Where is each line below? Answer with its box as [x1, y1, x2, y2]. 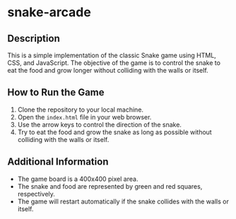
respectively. [17, 189, 55, 198]
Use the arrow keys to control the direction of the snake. [17, 120, 182, 129]
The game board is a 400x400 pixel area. [17, 174, 138, 183]
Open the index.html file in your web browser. [17, 112, 152, 121]
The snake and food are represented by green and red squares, [17, 182, 203, 191]
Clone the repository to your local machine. [17, 105, 143, 114]
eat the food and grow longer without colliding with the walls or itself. [7, 66, 208, 74]
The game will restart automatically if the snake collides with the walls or [17, 197, 230, 206]
